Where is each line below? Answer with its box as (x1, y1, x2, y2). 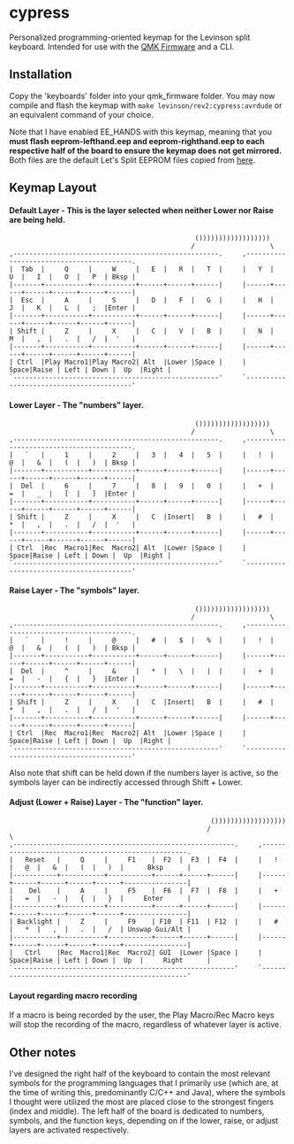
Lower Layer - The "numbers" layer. (9, 399, 144, 410)
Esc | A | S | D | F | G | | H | (20, 296, 275, 305)
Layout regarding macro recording (9, 990, 138, 1001)
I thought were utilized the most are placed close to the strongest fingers (9, 1096, 274, 1107)
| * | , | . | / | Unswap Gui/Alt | (9, 925, 192, 933)
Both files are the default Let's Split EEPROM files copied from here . (9, 154, 256, 165)
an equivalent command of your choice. (9, 109, 155, 119)
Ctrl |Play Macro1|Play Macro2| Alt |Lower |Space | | (17, 357, 247, 367)
